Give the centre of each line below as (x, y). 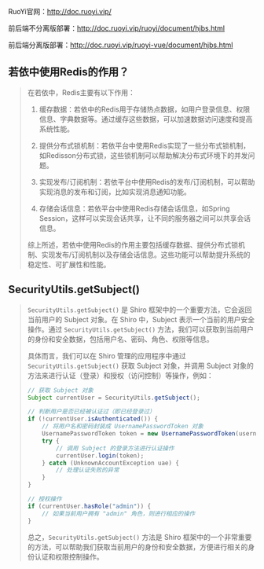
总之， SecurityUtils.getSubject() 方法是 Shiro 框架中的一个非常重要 (139, 537)
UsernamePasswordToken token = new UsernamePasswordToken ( (141, 434)
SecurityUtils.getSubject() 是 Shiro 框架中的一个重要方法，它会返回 (139, 310)
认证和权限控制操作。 (69, 556)
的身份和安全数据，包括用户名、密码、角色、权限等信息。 (120, 339)
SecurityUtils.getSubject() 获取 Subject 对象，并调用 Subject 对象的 (140, 365)
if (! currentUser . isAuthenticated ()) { (93, 419)
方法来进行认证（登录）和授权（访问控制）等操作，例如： (120, 375)
